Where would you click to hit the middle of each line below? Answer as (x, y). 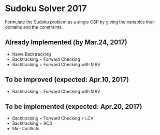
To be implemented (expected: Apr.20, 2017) (74, 107)
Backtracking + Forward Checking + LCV (53, 118)
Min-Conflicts (26, 129)
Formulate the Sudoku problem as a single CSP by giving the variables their (80, 22)
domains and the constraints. (34, 27)
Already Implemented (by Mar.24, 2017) (66, 42)
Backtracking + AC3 (32, 123)
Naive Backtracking (31, 54)
